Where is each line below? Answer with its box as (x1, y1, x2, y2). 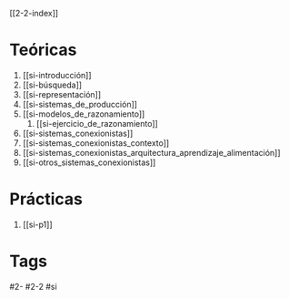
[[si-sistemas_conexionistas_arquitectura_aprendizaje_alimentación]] (22, 147, 281, 158)
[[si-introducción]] (22, 69, 93, 80)
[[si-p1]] (22, 219, 53, 230)
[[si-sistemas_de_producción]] (22, 98, 138, 109)
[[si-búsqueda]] (22, 79, 83, 90)
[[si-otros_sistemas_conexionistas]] (22, 157, 156, 168)
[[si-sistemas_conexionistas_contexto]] (22, 137, 170, 149)
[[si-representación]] (22, 88, 102, 99)
